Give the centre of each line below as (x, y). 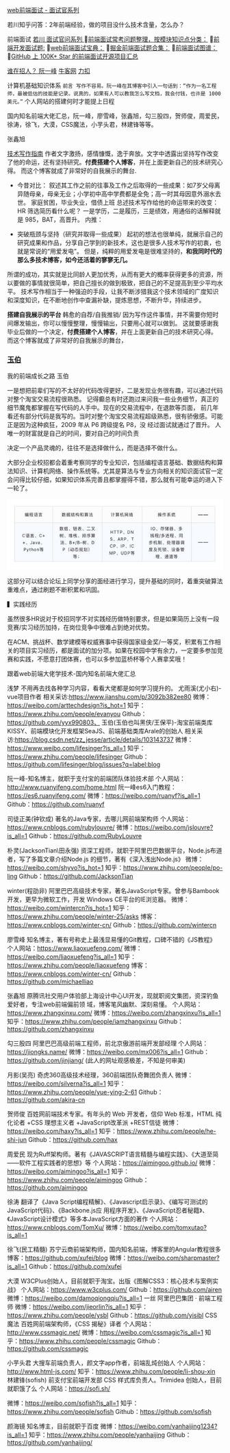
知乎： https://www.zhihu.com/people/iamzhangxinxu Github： (95, 1021)
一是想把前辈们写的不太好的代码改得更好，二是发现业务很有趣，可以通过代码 (115, 391)
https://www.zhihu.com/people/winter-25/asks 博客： (83, 916)
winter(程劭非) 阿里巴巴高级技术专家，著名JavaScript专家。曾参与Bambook (113, 890)
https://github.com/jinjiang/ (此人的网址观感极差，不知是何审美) (97, 1060)
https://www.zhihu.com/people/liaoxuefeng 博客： (78, 965)
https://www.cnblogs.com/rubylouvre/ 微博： (71, 827)
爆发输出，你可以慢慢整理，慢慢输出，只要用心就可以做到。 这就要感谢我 (116, 323)
